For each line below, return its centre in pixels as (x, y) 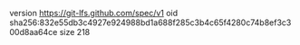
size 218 (75, 32)
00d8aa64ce (34, 32)
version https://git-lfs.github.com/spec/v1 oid (94, 13)
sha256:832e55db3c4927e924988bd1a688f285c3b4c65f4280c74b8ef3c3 (150, 22)
